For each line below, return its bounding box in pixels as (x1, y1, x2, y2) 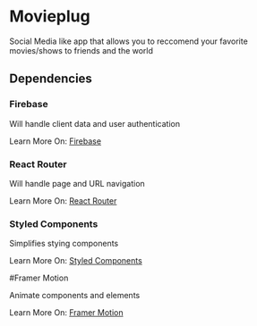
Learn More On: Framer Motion (9, 307, 124, 318)
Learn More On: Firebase (9, 136, 101, 146)
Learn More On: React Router (9, 195, 117, 206)
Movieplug (9, 6, 91, 27)
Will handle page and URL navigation (9, 178, 145, 188)
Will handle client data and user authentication (9, 118, 181, 129)
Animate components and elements (9, 290, 141, 301)
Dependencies (9, 71, 92, 87)
